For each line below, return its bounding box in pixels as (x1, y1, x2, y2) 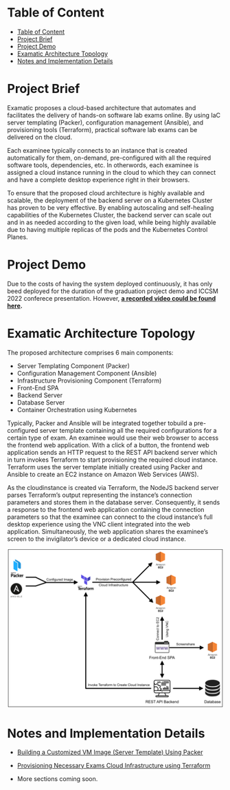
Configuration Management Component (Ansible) (16, 369, 157, 377)
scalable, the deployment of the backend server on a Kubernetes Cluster (7, 196, 213, 204)
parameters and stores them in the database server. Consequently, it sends (7, 498, 220, 506)
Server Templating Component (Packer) (16, 361, 130, 370)
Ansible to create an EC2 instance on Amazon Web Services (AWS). (7, 470, 199, 478)
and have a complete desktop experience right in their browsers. (7, 175, 190, 184)
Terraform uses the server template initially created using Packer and (7, 462, 203, 471)
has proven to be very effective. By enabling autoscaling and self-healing (7, 203, 214, 211)
